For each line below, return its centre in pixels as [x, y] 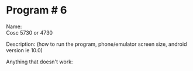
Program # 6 [37, 10]
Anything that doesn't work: [39, 62]
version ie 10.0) [24, 50]
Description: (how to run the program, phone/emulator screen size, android [96, 44]
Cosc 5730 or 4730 [30, 32]
